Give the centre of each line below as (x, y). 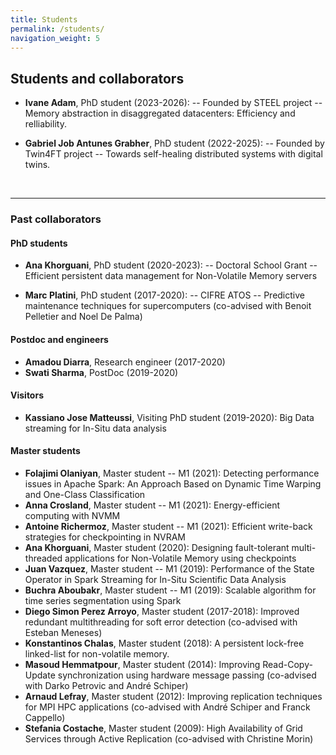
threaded (43, 558)
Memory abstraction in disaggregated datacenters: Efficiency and (160, 113)
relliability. (45, 124)
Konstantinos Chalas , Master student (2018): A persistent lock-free (164, 643)
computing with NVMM (72, 515)
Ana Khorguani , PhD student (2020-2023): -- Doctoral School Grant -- (171, 265)
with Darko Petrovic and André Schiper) (106, 685)
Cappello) (45, 717)
